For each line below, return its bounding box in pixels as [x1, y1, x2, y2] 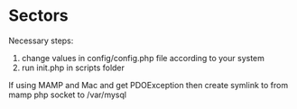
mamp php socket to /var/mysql [8, 89, 127, 100]
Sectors [8, 5, 69, 26]
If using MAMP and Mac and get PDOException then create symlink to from [8, 79, 289, 90]
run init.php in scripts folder [21, 62, 125, 73]
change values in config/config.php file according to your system [21, 52, 265, 63]
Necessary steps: [8, 35, 74, 46]
